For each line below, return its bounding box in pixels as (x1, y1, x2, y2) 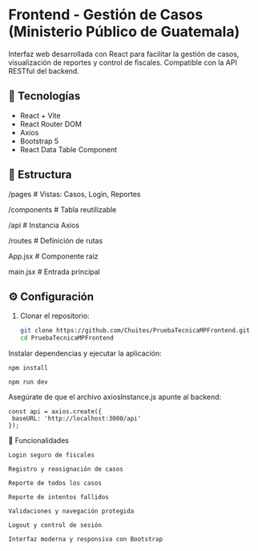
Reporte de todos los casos (8, 479, 103, 488)
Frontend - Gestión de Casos (8, 6, 204, 24)
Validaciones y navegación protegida (8, 507, 135, 516)
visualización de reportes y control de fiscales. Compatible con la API (8, 58, 238, 67)
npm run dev (8, 378, 48, 386)
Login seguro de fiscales (8, 451, 95, 460)
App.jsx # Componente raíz (8, 251, 99, 261)
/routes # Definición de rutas (8, 235, 103, 245)
